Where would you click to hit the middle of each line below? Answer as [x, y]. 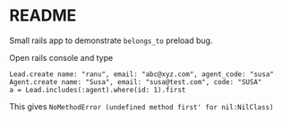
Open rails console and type [61, 57]
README [43, 16]
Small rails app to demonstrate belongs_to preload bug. [111, 40]
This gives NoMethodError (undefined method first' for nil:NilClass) [141, 106]
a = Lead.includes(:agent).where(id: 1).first [98, 90]
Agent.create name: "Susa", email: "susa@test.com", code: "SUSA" [136, 82]
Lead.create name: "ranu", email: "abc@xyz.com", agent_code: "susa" [142, 74]
